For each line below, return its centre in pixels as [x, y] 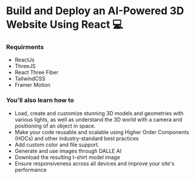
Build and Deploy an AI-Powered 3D [95, 11]
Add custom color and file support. [57, 144]
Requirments [25, 47]
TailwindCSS [30, 79]
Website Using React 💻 [65, 25]
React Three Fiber [37, 73]
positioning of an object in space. [55, 126]
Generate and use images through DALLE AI [68, 151]
